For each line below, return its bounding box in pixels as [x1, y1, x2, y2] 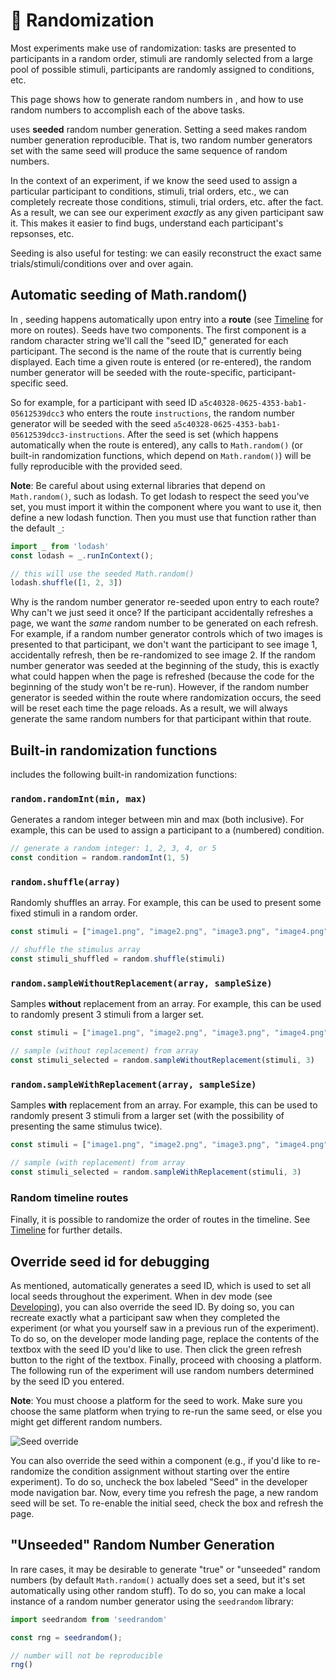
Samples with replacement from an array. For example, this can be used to [10, 1099, 318, 1111]
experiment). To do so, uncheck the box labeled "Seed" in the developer [10, 1475, 308, 1488]
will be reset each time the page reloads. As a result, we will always [10, 702, 288, 714]
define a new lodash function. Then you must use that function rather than [10, 511, 317, 523]
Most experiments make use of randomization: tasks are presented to [10, 42, 297, 54]
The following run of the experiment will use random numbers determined [10, 1364, 315, 1376]
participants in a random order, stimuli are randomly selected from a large [10, 52, 313, 64]
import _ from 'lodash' [10, 541, 110, 551]
